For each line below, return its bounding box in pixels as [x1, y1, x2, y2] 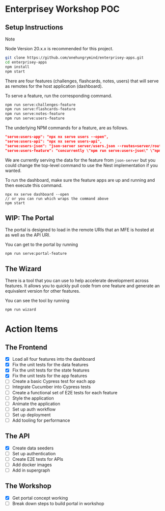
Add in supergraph [12, 467, 51, 473]
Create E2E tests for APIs [12, 456, 63, 462]
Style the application [12, 395, 54, 401]
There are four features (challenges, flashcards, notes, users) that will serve [5, 78, 159, 84]
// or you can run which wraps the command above [5, 196, 109, 201]
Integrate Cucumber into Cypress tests [12, 384, 91, 390]
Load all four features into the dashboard [12, 356, 95, 362]
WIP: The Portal [5, 213, 54, 222]
